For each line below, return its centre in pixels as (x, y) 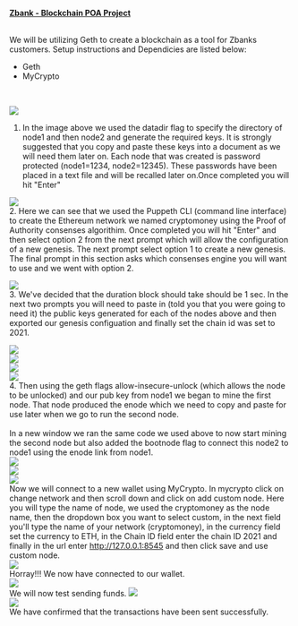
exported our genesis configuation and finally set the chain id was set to (142, 323)
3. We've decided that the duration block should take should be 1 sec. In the (149, 294)
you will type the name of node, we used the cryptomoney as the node (140, 508)
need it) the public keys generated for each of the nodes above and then (143, 313)
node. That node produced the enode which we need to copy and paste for (148, 405)
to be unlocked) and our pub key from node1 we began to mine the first (140, 395)
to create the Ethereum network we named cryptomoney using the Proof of (148, 220)
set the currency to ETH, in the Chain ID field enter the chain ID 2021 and (143, 536)
